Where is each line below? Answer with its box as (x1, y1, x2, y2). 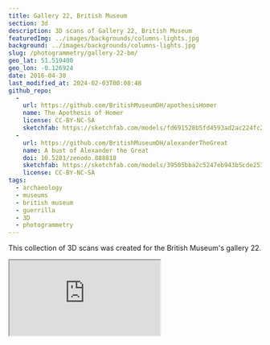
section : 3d (8, 19, 48, 27)
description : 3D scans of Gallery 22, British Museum (8, 27, 193, 35)
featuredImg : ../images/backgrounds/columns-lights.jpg (8, 34, 199, 43)
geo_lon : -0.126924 (8, 64, 74, 72)
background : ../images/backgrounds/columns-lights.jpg (8, 42, 196, 50)
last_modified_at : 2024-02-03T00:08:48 (8, 79, 142, 87)
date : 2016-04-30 (8, 72, 67, 80)
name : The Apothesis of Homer (22, 109, 125, 117)
